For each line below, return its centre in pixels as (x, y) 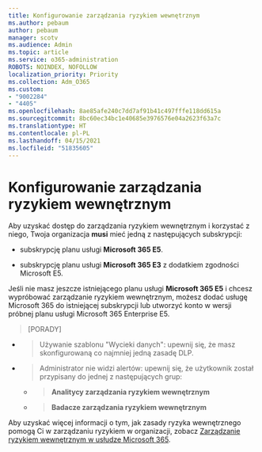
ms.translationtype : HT (47, 126)
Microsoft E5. (41, 273)
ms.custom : (26, 89)
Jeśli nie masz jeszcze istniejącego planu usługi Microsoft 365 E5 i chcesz (131, 289)
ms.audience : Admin (40, 45)
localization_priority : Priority (63, 74)
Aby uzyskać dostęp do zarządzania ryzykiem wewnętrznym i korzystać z (129, 226)
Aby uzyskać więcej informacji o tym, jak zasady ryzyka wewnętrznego (125, 423)
